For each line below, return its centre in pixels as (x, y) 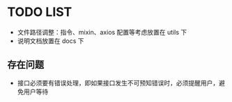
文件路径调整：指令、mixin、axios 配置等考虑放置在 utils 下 (102, 32)
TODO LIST (40, 12)
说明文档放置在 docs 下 (51, 41)
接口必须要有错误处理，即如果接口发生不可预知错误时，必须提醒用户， (118, 83)
